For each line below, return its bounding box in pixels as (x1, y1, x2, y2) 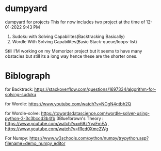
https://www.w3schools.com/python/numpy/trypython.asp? (29, 135, 149, 141)
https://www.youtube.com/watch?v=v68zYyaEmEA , (5, 120, 110, 126)
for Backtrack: (5, 86, 33, 92)
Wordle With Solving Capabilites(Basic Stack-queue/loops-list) (12, 38, 137, 44)
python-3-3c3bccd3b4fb (5, 115, 56, 121)
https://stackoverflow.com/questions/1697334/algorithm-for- (34, 86, 156, 92)
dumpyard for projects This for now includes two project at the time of (5, 19, 145, 25)
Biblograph (5, 70, 50, 82)
